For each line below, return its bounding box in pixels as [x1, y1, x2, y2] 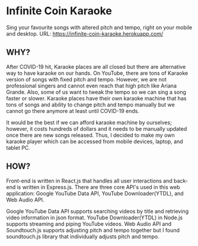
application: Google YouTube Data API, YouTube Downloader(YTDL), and [6, 190, 184, 197]
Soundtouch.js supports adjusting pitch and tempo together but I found [6, 226, 180, 234]
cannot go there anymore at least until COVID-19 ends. [6, 107, 139, 114]
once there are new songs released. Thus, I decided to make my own [6, 131, 175, 138]
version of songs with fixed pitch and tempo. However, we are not [6, 75, 167, 83]
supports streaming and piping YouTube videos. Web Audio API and [6, 220, 172, 227]
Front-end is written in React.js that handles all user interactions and [6, 177, 173, 184]
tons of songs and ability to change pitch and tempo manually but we [6, 101, 175, 108]
